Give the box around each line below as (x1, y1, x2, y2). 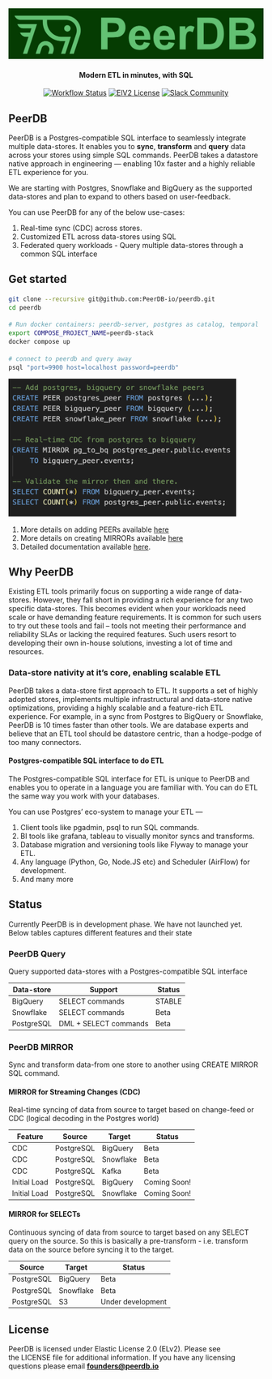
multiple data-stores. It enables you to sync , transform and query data (8, 141, 246, 151)
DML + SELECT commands (58, 1019, 149, 1029)
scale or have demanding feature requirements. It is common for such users (8, 612, 261, 623)
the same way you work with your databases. (8, 790, 160, 801)
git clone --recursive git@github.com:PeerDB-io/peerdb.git (8, 295, 216, 303)
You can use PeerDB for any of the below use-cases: (8, 207, 185, 217)
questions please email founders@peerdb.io (8, 1361, 159, 1371)
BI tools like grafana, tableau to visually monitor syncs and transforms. (19, 831, 255, 841)
